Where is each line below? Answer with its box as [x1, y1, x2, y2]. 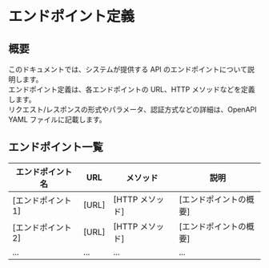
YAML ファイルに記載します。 [8, 115, 106, 124]
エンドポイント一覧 [8, 140, 103, 154]
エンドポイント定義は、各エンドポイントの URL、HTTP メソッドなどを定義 [8, 85, 255, 94]
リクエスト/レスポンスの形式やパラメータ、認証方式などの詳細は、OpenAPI [8, 105, 257, 114]
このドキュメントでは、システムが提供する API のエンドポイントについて [8, 65, 248, 74]
